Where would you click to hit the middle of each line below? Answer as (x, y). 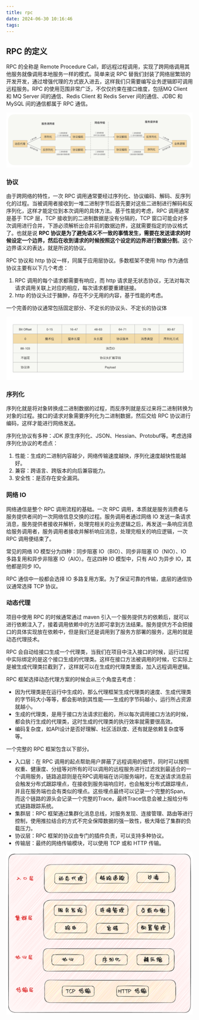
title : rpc (20, 12)
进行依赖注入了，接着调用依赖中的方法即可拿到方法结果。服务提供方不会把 (97, 624)
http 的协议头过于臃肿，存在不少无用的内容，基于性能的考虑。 (90, 295)
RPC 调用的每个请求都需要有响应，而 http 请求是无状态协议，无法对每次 (102, 280)
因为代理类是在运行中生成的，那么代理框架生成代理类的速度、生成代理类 (103, 691)
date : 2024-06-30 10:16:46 (39, 19)
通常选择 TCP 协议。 (36, 586)
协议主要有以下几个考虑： (37, 268)
